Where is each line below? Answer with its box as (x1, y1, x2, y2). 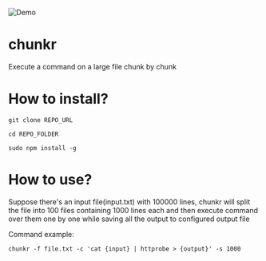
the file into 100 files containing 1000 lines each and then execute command (8, 205, 258, 215)
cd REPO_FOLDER (8, 130, 59, 138)
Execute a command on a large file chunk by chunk (8, 61, 177, 71)
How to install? (8, 90, 109, 108)
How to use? (8, 171, 93, 189)
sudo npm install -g (8, 144, 77, 152)
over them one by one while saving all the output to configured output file (8, 214, 250, 223)
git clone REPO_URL (8, 116, 73, 124)
